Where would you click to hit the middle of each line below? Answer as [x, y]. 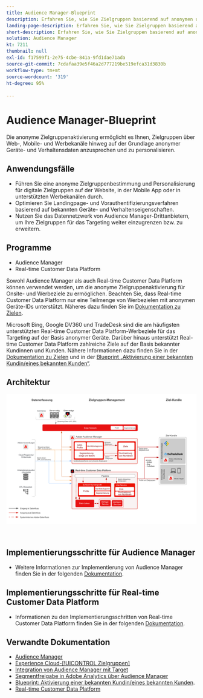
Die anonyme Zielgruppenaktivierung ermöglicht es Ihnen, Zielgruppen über [101, 137]
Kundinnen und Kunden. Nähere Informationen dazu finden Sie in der [92, 350]
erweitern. [28, 229]
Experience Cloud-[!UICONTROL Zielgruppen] [72, 663]
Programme [29, 248]
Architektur [28, 382]
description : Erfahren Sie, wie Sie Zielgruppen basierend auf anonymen [100, 19]
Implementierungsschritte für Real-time [83, 593]
